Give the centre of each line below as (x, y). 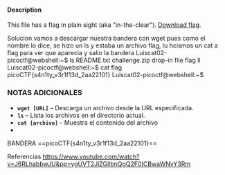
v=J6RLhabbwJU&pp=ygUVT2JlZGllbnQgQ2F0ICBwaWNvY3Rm (99, 164)
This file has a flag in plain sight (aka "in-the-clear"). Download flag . (104, 25)
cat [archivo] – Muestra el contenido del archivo (87, 122)
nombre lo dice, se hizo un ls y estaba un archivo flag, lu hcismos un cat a (112, 45)
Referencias (24, 156)
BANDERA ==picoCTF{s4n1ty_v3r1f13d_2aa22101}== (82, 143)
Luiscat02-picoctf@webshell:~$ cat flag (65, 68)
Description (25, 10)
